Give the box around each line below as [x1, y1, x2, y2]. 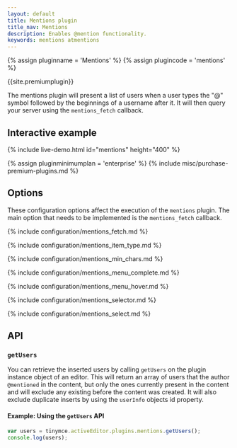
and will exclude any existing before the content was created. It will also [7, 388, 217, 396]
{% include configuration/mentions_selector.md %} [7, 295, 157, 304]
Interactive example [7, 127, 97, 139]
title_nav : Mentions [7, 23, 69, 30]
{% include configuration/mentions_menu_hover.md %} [7, 282, 169, 290]
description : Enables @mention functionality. [7, 30, 147, 38]
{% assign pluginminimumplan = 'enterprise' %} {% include [7, 159, 181, 167]
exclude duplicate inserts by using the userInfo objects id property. [7, 396, 204, 404]
